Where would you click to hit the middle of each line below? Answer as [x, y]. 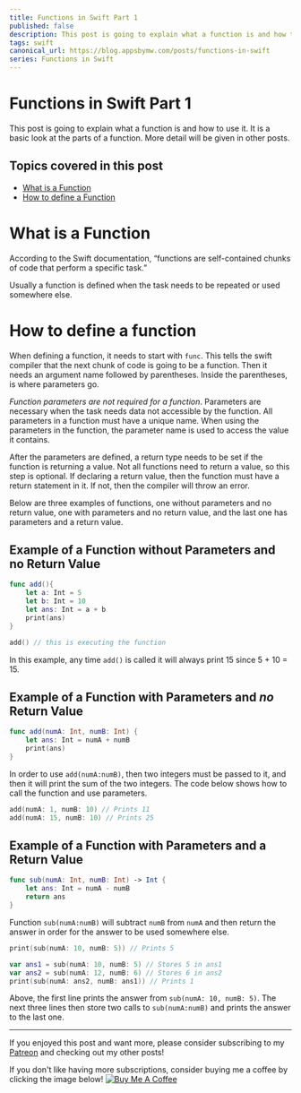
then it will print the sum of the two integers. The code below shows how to [148, 783]
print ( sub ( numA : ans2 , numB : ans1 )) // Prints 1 [102, 981]
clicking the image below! [56, 1080]
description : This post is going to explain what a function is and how [148, 34]
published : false [42, 26]
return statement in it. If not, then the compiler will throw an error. [130, 486]
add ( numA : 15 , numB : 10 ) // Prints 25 [82, 818]
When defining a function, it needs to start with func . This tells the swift [141, 356]
